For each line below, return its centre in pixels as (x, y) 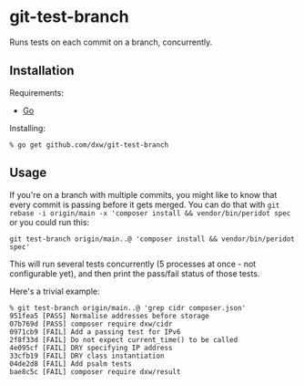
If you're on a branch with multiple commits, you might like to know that (143, 194)
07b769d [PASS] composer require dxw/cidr (91, 324)
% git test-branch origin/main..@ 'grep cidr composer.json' (128, 307)
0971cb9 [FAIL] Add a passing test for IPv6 (95, 332)
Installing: (27, 128)
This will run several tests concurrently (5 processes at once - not (133, 264)
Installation (42, 71)
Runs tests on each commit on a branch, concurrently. (111, 42)
